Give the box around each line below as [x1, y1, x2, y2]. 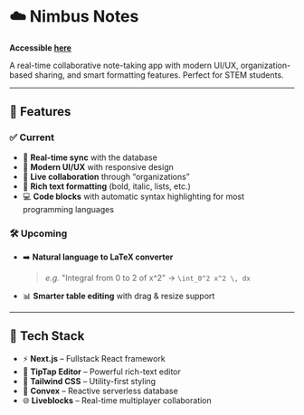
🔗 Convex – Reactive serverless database [22, 385, 178, 396]
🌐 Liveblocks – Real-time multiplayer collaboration [22, 394, 213, 406]
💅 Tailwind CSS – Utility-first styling [22, 375, 157, 386]
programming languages [22, 203, 115, 214]
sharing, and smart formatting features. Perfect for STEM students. [34, 69, 284, 80]
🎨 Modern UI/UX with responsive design [22, 161, 175, 172]
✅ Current [9, 131, 54, 144]
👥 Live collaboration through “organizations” [22, 171, 190, 182]
